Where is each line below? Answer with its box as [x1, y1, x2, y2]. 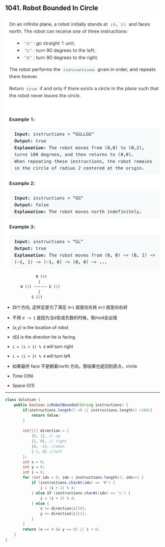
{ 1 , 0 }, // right [31, 439, 67, 444]
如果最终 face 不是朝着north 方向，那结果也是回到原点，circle [12, 363, 137, 369]
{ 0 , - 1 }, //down [31, 444, 65, 449]
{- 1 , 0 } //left [31, 449, 63, 454]
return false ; [31, 413, 60, 418]
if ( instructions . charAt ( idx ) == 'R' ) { [31, 480, 115, 486]
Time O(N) [12, 373, 34, 379]
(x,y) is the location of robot [12, 324, 69, 331]
